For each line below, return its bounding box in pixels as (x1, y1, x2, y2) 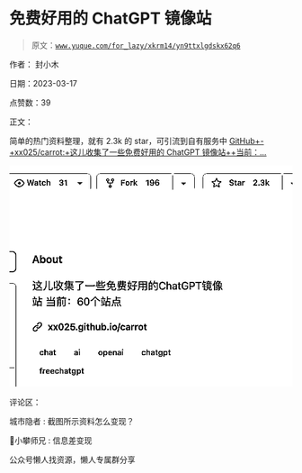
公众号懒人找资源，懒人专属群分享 (9, 454, 136, 465)
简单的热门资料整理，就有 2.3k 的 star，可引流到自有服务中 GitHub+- (9, 135, 264, 146)
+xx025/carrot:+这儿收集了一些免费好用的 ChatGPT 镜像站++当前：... (9, 146, 267, 158)
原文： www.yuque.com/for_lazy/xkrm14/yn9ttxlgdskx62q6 (31, 40, 241, 50)
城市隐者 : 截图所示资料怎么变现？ (9, 415, 135, 426)
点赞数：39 (9, 96, 51, 108)
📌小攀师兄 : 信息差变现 (9, 434, 93, 446)
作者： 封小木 (9, 59, 59, 69)
